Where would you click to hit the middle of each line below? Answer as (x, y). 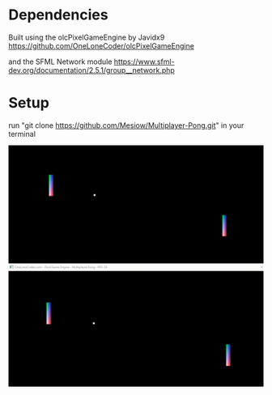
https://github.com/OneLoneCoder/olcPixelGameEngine (101, 45)
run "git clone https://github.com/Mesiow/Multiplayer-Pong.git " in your (126, 125)
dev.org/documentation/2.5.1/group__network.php (92, 70)
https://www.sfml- (144, 62)
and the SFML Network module (60, 62)
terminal (22, 134)
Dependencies (58, 15)
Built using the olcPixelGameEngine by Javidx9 (87, 37)
